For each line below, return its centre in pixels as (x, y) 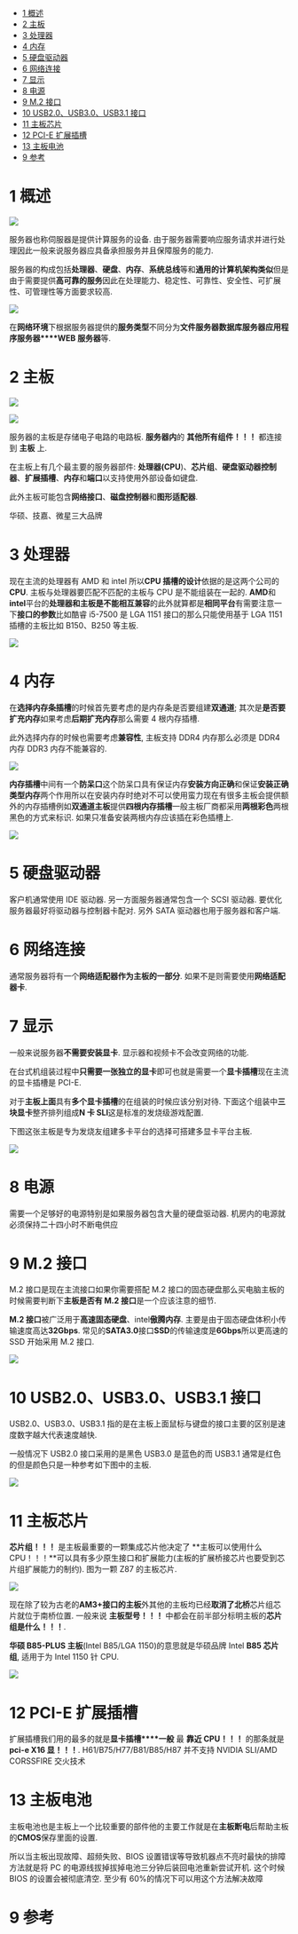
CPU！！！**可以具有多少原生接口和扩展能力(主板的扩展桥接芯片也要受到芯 (147, 1558)
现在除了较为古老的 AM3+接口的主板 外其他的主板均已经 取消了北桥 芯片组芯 (145, 1605)
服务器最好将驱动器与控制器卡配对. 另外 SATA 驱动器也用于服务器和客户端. (145, 910)
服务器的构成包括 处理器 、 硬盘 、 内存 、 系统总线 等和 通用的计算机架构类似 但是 (149, 269)
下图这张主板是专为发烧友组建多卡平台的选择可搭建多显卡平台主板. (131, 1131)
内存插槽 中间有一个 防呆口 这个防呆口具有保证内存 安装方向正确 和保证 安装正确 (149, 784)
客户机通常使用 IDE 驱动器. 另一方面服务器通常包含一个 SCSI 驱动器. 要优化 (145, 899)
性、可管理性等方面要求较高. (61, 291)
